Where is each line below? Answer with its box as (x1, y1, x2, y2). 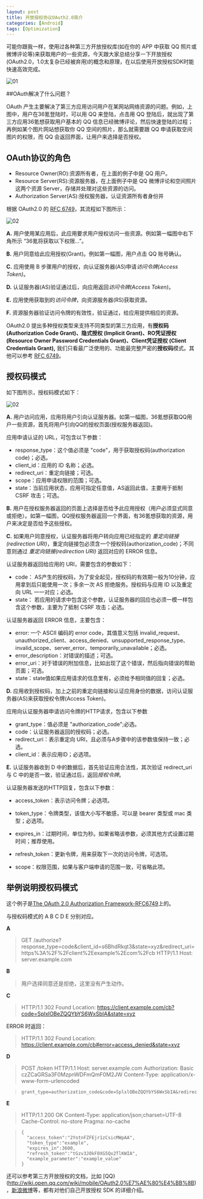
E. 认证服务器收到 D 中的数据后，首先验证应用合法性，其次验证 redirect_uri (6, 763, 192, 771)
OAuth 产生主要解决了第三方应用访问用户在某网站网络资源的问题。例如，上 (6, 103, 193, 111)
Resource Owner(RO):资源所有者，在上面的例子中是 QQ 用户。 (14, 170, 171, 177)
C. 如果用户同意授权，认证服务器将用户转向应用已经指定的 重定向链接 (6, 532, 179, 539)
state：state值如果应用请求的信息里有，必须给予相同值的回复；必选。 (14, 674, 188, 681)
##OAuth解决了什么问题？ (6, 90, 71, 97)
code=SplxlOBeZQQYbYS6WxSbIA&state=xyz (21, 1010, 136, 1017)
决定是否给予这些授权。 (16, 519, 76, 527)
